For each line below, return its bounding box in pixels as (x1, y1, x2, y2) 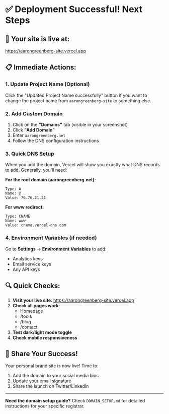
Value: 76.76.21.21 (5, 195, 46, 200)
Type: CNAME (5, 214, 30, 219)
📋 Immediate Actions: (5, 63, 76, 72)
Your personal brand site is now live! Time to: (5, 363, 99, 369)
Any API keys (12, 266, 40, 272)
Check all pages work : (12, 303, 60, 309)
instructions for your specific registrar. (5, 403, 84, 409)
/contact (20, 324, 38, 330)
